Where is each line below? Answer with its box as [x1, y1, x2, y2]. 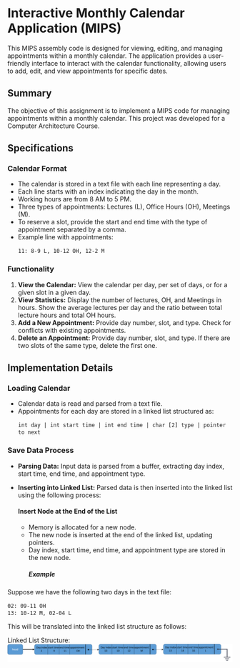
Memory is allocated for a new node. [28, 523, 137, 532]
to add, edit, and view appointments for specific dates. [7, 66, 168, 75]
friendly [7, 59, 31, 67]
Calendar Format [7, 164, 67, 174]
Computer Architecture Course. [7, 121, 100, 130]
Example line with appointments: [17, 233, 114, 241]
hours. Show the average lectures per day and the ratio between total [17, 303, 223, 311]
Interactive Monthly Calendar [7, 5, 185, 21]
